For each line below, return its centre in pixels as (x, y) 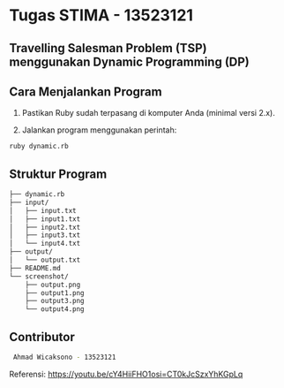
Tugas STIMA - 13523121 (101, 15)
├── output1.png (55, 293)
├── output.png (53, 285)
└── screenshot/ (39, 276)
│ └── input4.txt (45, 244)
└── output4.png (55, 309)
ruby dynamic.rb (39, 147)
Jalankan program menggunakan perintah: (99, 130)
